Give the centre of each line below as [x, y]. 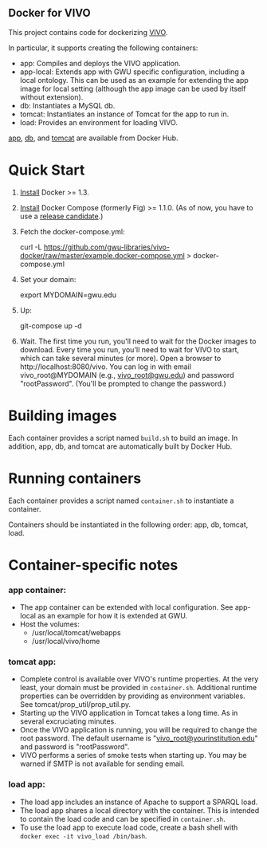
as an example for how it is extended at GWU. [112, 616]
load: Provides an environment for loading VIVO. [98, 122]
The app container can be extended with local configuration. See [126, 607]
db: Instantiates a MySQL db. [67, 105]
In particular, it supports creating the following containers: [103, 48]
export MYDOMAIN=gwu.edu [68, 295]
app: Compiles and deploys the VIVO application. [100, 63]
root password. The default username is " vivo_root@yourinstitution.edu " [139, 738]
